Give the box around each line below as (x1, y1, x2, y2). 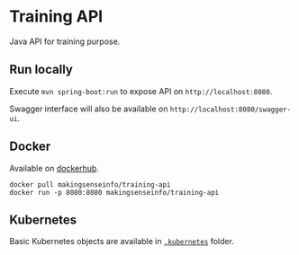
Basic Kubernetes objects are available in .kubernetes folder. (9, 236, 234, 247)
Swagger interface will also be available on (9, 103, 168, 114)
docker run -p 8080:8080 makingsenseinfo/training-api (9, 188, 220, 197)
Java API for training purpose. (9, 36, 121, 47)
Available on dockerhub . (9, 163, 99, 173)
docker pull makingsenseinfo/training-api (9, 180, 171, 189)
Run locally (9, 62, 74, 77)
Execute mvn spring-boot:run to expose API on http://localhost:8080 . (9, 85, 273, 96)
